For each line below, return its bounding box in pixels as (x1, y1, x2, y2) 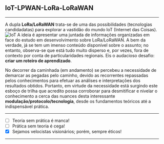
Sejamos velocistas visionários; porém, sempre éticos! (12, 128, 122, 134)
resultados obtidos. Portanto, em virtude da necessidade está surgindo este (5, 82, 158, 88)
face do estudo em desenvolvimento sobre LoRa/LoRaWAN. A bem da (5, 37, 146, 43)
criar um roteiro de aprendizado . (5, 58, 72, 63)
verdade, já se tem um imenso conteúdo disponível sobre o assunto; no (5, 42, 149, 48)
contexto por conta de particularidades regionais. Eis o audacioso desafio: (5, 52, 155, 58)
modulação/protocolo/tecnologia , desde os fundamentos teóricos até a (5, 98, 151, 104)
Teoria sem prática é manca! (12, 117, 70, 123)
